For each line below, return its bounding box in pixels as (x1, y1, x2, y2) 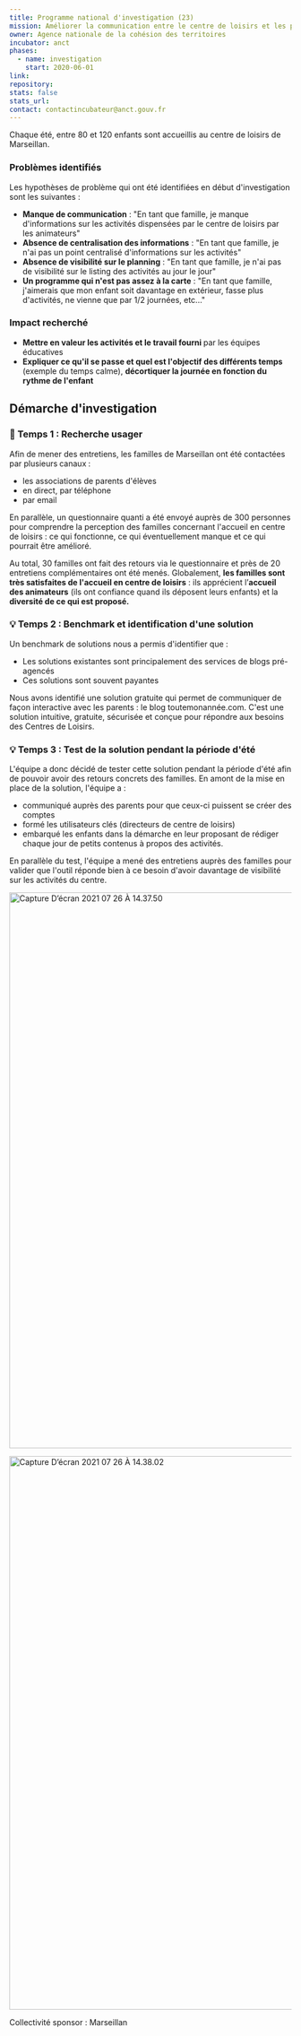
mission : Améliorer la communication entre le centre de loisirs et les (9, 22, 287, 30)
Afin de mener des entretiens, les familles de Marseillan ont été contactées (9, 448, 286, 459)
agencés (21, 665, 56, 676)
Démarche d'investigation (9, 401, 158, 417)
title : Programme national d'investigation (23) (9, 13, 194, 22)
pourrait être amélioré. (9, 540, 92, 551)
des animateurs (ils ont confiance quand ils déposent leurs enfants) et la (9, 586, 279, 597)
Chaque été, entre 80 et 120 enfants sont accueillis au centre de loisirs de (9, 129, 281, 140)
